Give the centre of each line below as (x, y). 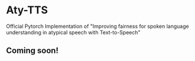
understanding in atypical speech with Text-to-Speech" (73, 32)
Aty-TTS (27, 10)
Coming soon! (32, 51)
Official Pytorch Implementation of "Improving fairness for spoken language (97, 26)
